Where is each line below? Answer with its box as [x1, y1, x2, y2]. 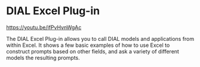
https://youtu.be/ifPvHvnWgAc [6, 24, 82, 31]
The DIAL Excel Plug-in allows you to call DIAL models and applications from [6, 35, 195, 42]
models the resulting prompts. [6, 54, 81, 61]
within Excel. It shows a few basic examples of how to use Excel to [6, 42, 170, 49]
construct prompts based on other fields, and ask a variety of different [6, 47, 179, 55]
